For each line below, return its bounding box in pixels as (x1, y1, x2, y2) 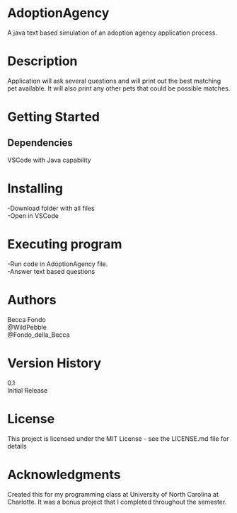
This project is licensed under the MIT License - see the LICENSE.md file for (7, 434, 229, 443)
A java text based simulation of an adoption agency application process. (7, 28, 218, 37)
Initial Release (7, 386, 48, 394)
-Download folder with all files (7, 204, 95, 212)
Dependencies (7, 137, 73, 149)
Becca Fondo (7, 315, 46, 323)
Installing (7, 180, 64, 197)
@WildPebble (7, 323, 47, 331)
